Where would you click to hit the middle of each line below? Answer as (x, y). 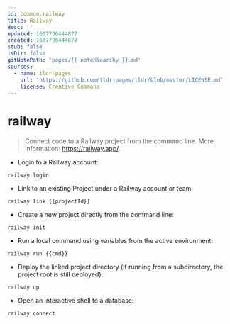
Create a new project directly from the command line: (95, 215)
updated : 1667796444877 (43, 34)
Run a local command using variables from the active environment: (115, 241)
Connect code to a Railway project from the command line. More (119, 141)
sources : (20, 67)
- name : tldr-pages (43, 73)
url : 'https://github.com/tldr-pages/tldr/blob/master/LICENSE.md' (122, 80)
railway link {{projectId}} (49, 202)
